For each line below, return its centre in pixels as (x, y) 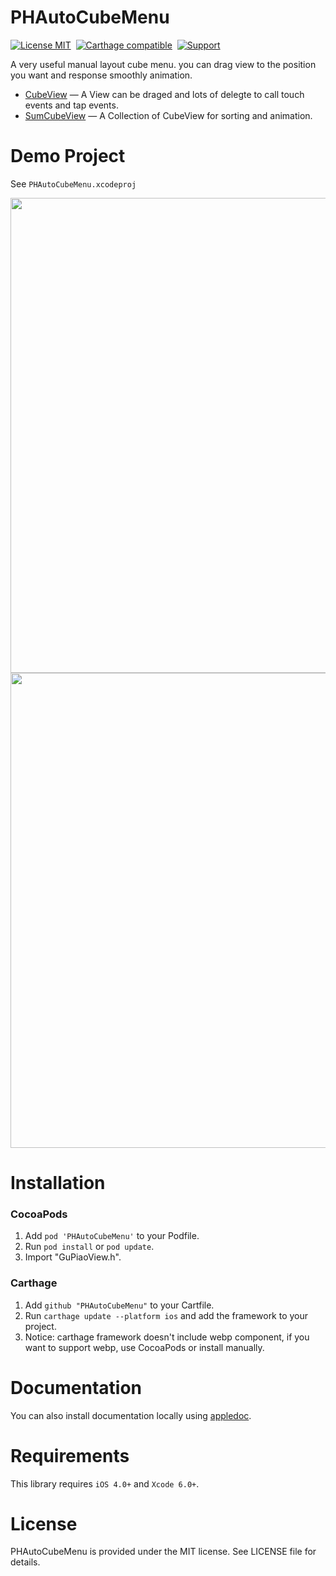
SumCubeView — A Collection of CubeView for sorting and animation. (168, 115)
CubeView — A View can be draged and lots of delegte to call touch (164, 94)
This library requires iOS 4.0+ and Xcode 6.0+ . (105, 1483)
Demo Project (68, 156)
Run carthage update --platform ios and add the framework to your (166, 1315)
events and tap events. (71, 105)
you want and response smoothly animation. (101, 75)
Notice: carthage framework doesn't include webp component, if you (167, 1337)
